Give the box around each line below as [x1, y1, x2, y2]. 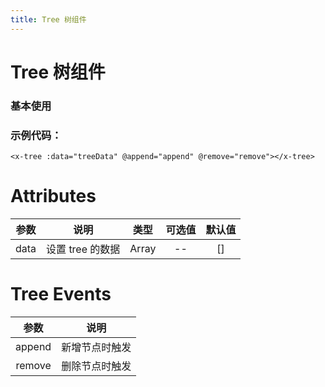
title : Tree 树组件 [10, 14, 87, 25]
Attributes [10, 185, 97, 208]
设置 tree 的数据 [46, 242, 121, 256]
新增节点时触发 [61, 340, 132, 354]
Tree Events [10, 283, 112, 306]
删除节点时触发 [61, 359, 132, 373]
